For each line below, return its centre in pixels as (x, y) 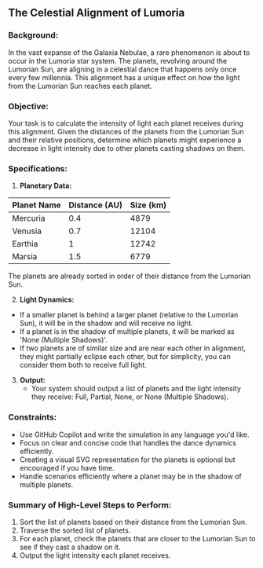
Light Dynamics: (47, 300)
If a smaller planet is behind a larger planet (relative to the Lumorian (129, 315)
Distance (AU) (96, 205)
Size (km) (148, 205)
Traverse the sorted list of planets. (75, 530)
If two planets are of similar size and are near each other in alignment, (132, 348)
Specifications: (38, 168)
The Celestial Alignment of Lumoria (97, 13)
